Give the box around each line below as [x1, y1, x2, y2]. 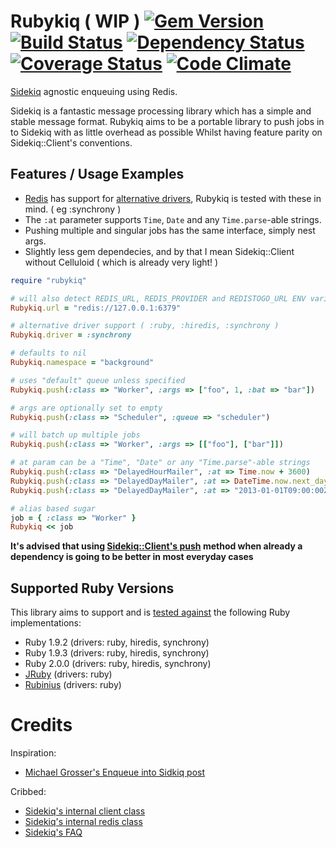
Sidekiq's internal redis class [24, 816, 143, 827]
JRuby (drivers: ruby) [24, 668, 113, 680]
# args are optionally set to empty [10, 403, 163, 413]
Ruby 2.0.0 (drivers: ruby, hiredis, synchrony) [24, 658, 212, 670]
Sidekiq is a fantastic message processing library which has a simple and [10, 105, 312, 117]
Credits [10, 714, 73, 737]
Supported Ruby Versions [10, 580, 175, 597]
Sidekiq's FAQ [24, 826, 83, 838]
